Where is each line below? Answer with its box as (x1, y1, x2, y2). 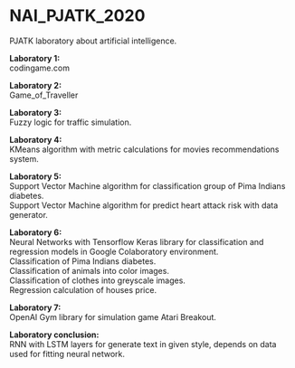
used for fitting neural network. (9, 348, 125, 359)
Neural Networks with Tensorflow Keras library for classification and (9, 236, 264, 247)
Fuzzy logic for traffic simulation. (9, 117, 132, 127)
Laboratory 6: (9, 227, 62, 238)
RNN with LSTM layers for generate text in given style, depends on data (9, 338, 277, 349)
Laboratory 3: (9, 107, 62, 118)
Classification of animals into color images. (9, 265, 170, 276)
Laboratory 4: (9, 134, 62, 145)
